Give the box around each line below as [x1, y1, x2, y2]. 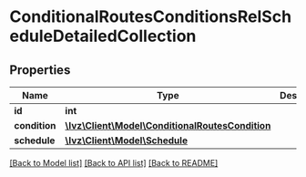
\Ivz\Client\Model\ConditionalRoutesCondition [65, 120, 271, 131]
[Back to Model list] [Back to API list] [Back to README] [9, 158, 219, 168]
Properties [9, 62, 71, 78]
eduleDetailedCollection [9, 26, 197, 47]
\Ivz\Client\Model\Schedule [65, 134, 189, 147]
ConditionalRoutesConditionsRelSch [9, 6, 292, 27]
